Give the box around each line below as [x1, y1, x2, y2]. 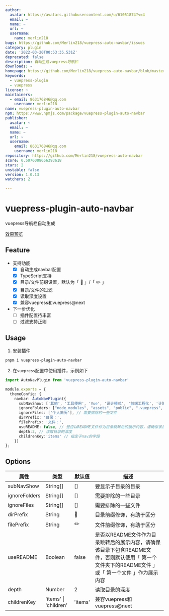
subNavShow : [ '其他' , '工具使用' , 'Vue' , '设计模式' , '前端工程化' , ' [18, 401, 158, 406]
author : [5, 7, 22, 13]
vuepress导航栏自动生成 [5, 221, 55, 227]
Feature [5, 246, 30, 254]
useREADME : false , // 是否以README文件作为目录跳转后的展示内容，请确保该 [18, 424, 162, 429]
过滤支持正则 [20, 319, 47, 325]
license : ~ [5, 87, 28, 93]
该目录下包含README [95, 547, 147, 554]
